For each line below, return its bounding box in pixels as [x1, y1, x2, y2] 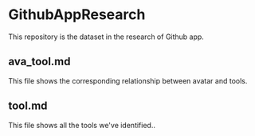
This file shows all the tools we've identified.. [8, 120, 155, 130]
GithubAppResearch [8, 6, 146, 24]
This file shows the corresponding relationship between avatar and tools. [8, 76, 248, 85]
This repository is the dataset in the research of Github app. [8, 32, 205, 41]
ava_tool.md [8, 55, 71, 68]
